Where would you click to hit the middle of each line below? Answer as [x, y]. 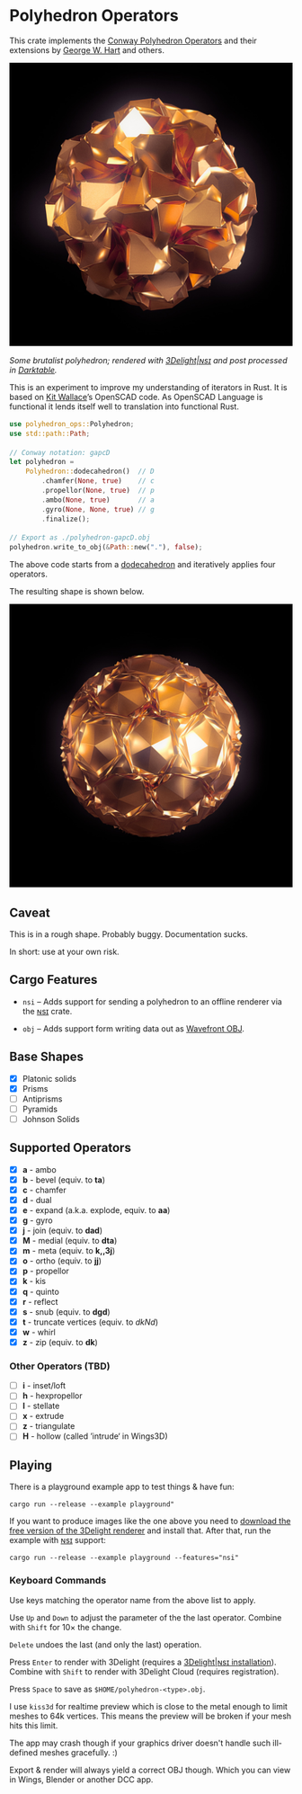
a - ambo [39, 1169]
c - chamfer [44, 1190]
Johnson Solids [51, 1119]
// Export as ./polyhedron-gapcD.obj [80, 538]
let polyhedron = [42, 462]
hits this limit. [34, 1725]
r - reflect [40, 1301]
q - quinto [41, 1291]
